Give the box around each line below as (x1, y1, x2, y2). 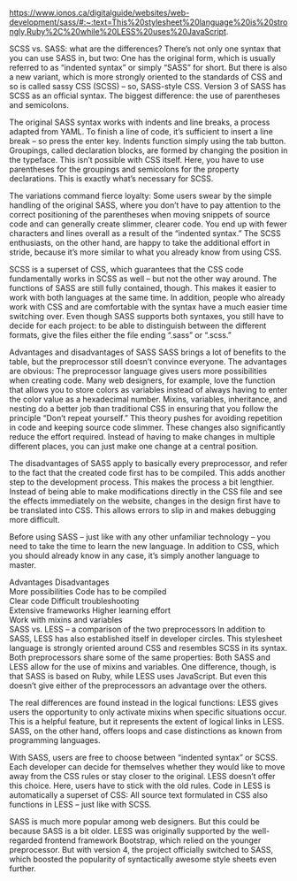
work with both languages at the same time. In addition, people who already (9, 292, 286, 303)
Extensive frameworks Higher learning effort (9, 605, 171, 616)
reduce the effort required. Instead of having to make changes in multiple (9, 432, 276, 441)
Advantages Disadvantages (9, 577, 110, 587)
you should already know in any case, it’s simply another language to (9, 550, 260, 561)
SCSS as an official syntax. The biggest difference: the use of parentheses (9, 90, 281, 101)
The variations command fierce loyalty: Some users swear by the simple (9, 190, 272, 201)
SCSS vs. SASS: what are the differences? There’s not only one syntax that (9, 43, 281, 54)
